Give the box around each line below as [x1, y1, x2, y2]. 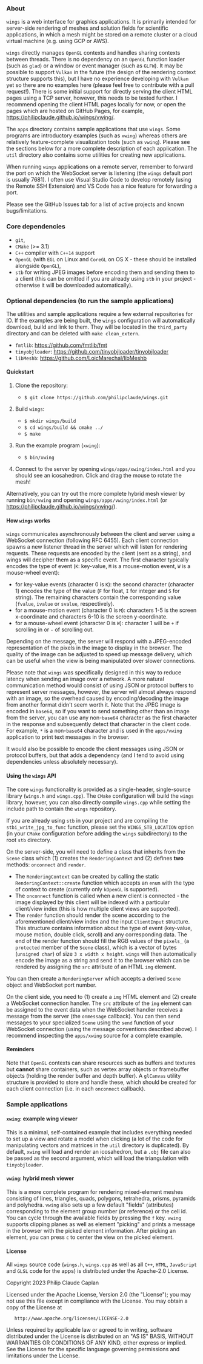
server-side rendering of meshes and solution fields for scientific [6, 24, 168, 32]
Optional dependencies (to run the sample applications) [6, 296, 174, 305]
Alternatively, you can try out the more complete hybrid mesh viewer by [6, 490, 185, 498]
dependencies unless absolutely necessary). [6, 758, 118, 766]
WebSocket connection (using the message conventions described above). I [6, 1025, 197, 1032]
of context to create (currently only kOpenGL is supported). [15, 885, 159, 893]
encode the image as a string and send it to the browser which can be [15, 956, 190, 964]
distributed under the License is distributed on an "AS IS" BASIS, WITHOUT [6, 1332, 194, 1340]
